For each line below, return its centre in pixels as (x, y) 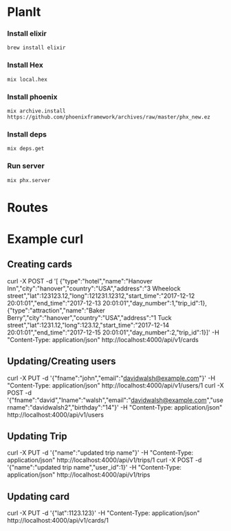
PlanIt (24, 12)
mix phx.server (29, 180)
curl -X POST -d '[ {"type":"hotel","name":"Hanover (80, 281)
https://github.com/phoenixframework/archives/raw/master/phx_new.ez (109, 117)
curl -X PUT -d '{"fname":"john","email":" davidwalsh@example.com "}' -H (111, 378)
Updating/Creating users (62, 362)
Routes (27, 207)
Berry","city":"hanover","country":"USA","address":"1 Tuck (89, 317)
